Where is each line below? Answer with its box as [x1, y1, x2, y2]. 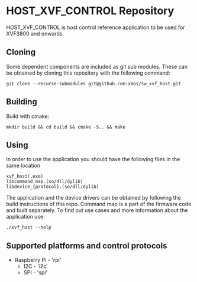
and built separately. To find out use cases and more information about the [6, 207, 188, 214]
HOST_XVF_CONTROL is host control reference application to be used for [6, 24, 185, 31]
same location [6, 162, 41, 169]
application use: [6, 213, 46, 220]
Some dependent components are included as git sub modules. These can [6, 63, 188, 70]
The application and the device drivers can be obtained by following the [6, 194, 182, 201]
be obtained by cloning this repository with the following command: [6, 69, 170, 76]
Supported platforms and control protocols [6, 241, 167, 251]
